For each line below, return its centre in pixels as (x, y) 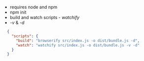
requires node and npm (34, 7)
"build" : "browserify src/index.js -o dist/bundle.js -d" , (77, 41)
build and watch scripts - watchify (45, 17)
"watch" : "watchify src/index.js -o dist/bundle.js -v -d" (77, 45)
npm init (18, 12)
